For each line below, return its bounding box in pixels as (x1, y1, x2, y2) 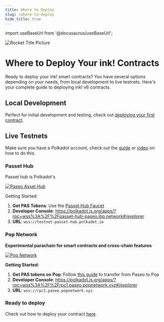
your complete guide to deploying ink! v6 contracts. (5, 84, 111, 90)
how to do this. (5, 150, 36, 156)
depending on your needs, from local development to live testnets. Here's (5, 79, 156, 85)
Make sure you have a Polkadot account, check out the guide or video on (5, 145, 155, 151)
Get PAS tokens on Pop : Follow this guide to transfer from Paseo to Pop (12, 271, 160, 277)
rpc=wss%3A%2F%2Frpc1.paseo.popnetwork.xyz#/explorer (12, 282, 138, 288)
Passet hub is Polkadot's (5, 174, 56, 180)
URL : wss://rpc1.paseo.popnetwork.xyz (12, 287, 93, 293)
